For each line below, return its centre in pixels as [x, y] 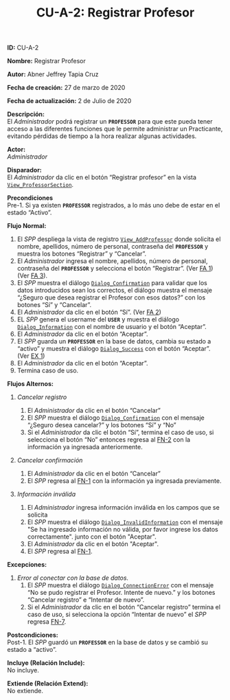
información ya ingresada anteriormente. [85, 447]
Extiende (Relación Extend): [48, 684]
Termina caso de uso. [48, 371]
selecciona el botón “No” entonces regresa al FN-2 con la [109, 440]
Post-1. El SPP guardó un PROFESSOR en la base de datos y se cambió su [107, 642]
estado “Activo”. [30, 213]
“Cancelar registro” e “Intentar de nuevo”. [86, 600]
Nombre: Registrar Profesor [46, 61]
